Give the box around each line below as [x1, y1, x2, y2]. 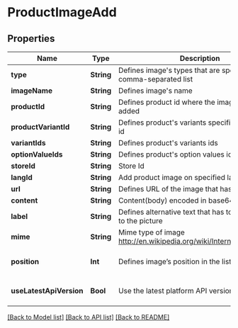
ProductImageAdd [7, 4, 117, 21]
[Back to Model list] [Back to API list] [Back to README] [7, 313, 170, 321]
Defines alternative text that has [118, 207, 225, 217]
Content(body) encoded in [118, 196, 207, 205]
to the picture [118, 216, 163, 225]
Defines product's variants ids [118, 138, 218, 147]
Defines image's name [118, 86, 193, 96]
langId [11, 173, 33, 182]
